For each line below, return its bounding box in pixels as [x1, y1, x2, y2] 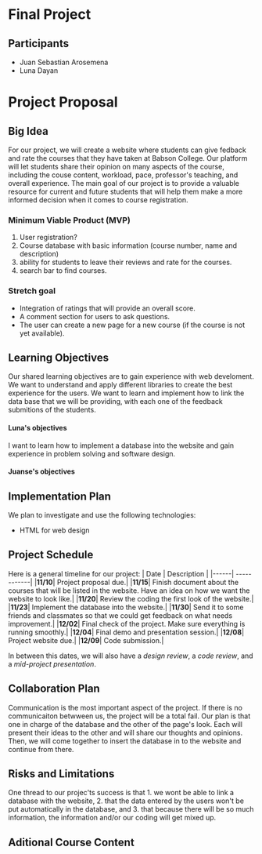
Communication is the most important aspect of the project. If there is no [8, 703, 242, 712]
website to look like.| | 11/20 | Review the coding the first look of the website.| [8, 594, 254, 603]
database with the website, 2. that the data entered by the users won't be [8, 796, 245, 805]
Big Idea [8, 124, 48, 138]
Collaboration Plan [8, 682, 100, 696]
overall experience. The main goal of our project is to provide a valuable [8, 179, 240, 187]
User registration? [19, 233, 78, 242]
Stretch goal [8, 285, 56, 296]
